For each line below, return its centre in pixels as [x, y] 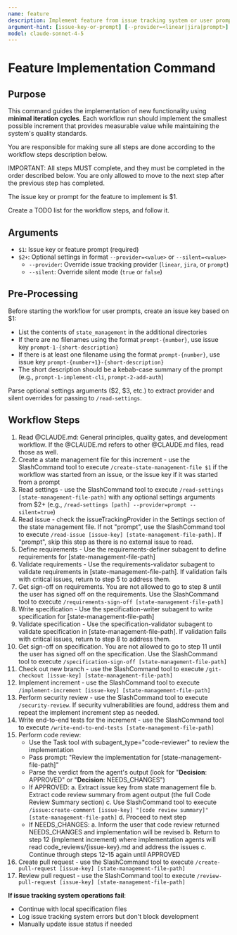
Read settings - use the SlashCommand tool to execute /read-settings [121, 489]
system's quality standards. [48, 134]
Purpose [27, 94]
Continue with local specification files [72, 909]
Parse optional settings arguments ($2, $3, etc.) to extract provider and [111, 390]
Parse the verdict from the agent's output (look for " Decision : [118, 772]
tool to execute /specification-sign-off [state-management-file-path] [122, 661]
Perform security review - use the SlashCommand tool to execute [113, 697]
